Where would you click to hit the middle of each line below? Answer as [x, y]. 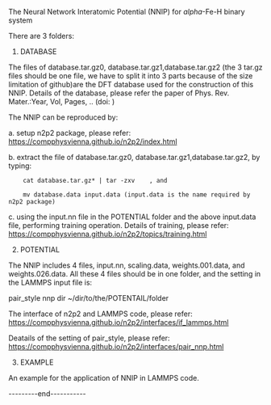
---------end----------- [47, 394]
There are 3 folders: [42, 36]
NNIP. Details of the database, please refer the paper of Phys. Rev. [119, 93]
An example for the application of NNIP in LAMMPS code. [104, 378]
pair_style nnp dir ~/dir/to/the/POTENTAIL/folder [89, 298]
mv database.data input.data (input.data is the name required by [137, 195]
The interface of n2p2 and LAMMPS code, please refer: [100, 314]
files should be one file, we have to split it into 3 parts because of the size [131, 76]
